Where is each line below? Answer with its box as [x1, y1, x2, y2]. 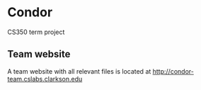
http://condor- [152, 67, 195, 75]
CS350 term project [7, 28, 65, 36]
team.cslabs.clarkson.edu [7, 74, 83, 83]
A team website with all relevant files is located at [7, 67, 151, 75]
